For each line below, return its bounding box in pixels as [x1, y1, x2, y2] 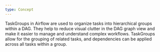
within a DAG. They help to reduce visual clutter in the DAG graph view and [5, 25, 155, 32]
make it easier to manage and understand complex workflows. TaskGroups [5, 31, 155, 36]
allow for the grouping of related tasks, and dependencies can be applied [5, 36, 152, 42]
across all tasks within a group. [5, 41, 67, 47]
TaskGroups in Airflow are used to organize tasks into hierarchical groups [5, 20, 152, 26]
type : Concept [5, 7, 34, 12]
